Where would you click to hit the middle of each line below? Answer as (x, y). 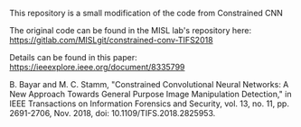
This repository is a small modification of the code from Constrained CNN (146, 13)
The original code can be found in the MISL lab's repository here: (130, 30)
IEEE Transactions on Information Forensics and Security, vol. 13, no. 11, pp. (149, 104)
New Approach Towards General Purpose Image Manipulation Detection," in (150, 94)
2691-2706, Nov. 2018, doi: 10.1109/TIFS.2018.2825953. (113, 113)
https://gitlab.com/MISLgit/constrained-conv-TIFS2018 (112, 40)
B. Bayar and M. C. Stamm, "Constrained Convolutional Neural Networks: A (149, 84)
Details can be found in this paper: (73, 57)
